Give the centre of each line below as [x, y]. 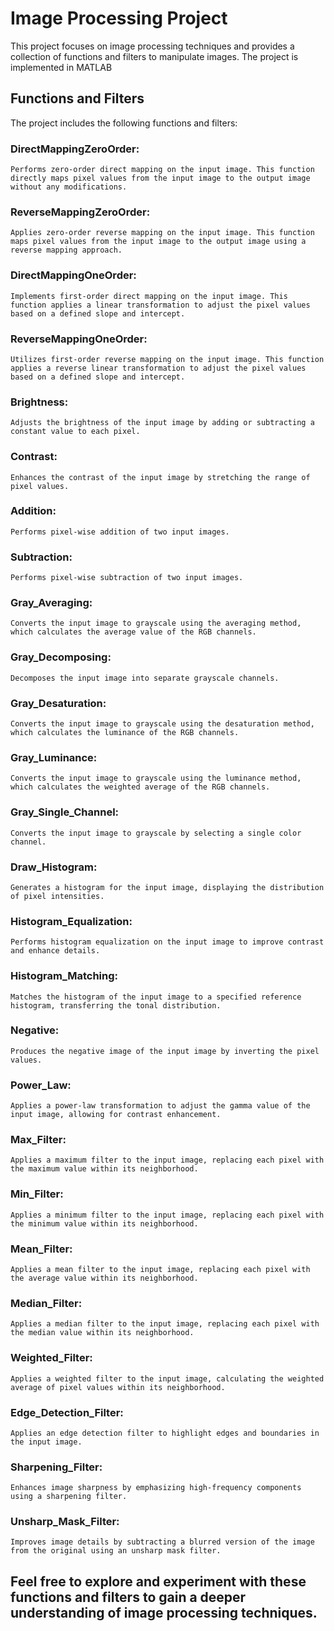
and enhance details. [55, 951]
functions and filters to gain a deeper [128, 1597]
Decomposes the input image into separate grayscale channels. [145, 678]
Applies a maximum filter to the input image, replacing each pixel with [167, 1160]
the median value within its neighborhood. [102, 1333]
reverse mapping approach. [66, 250]
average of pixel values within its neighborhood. [118, 1387]
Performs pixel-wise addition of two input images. [120, 532]
